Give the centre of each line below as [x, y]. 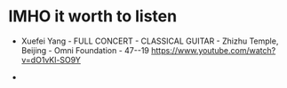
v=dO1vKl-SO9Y [51, 60]
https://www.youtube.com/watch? [214, 50]
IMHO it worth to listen [93, 16]
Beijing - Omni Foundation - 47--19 [85, 50]
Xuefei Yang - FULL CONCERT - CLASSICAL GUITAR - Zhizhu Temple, [150, 41]
